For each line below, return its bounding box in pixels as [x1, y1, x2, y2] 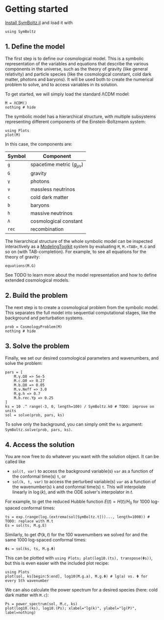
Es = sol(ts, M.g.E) [5, 523, 47, 528]
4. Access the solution [5, 440, 75, 449]
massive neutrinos [30, 209, 73, 216]
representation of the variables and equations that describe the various [5, 60, 148, 67]
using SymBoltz [5, 29, 36, 34]
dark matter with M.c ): [5, 592, 49, 598]
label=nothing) [5, 610, 36, 615]
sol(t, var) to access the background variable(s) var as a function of [12, 468, 154, 474]
